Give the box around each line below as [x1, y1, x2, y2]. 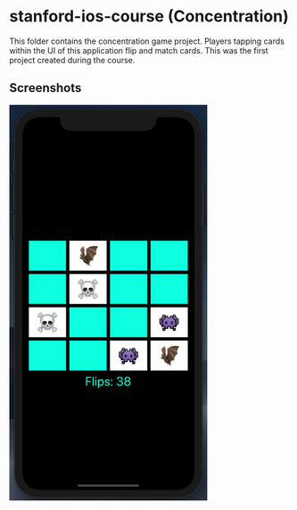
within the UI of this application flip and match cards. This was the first [9, 45, 269, 55]
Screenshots [9, 80, 82, 95]
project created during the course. [9, 54, 136, 65]
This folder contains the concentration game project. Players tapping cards [9, 36, 285, 46]
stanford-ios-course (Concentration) [9, 6, 289, 27]
